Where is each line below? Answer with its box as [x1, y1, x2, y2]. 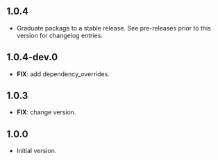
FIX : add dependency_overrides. [16, 69, 110, 78]
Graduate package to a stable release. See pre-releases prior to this [16, 24, 211, 32]
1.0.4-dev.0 [6, 51, 58, 63]
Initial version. [16, 147, 57, 155]
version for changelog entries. [16, 31, 103, 39]
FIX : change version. [16, 108, 76, 116]
